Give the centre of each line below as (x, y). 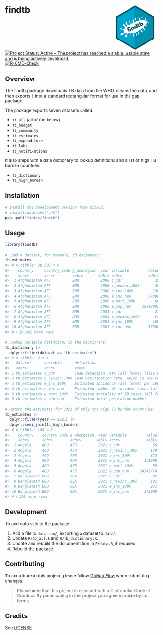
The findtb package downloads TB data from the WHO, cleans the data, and (81, 90)
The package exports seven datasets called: (49, 110)
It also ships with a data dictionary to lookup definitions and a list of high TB (81, 160)
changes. (14, 581)
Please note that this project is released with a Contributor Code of (83, 590)
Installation (22, 195)
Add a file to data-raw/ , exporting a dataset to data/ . (64, 533)
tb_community (25, 131)
